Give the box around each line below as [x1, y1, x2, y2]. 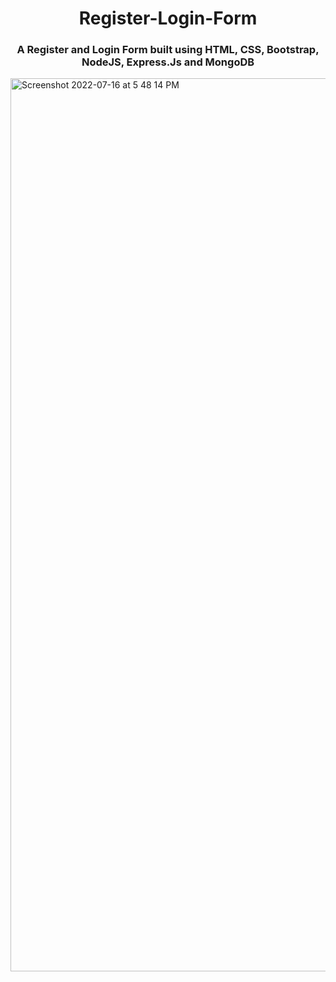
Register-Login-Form [78, 7, 258, 30]
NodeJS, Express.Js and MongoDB [81, 55, 255, 69]
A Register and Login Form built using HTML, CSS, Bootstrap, [16, 43, 320, 57]
